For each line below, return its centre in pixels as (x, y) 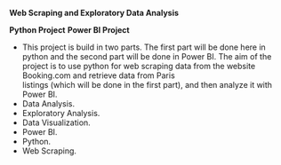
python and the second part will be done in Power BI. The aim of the (147, 56)
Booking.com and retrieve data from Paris (98, 75)
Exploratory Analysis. (61, 113)
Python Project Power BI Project (70, 30)
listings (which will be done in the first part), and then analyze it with (147, 85)
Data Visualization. (56, 122)
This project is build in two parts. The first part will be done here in (144, 47)
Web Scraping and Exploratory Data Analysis (94, 13)
